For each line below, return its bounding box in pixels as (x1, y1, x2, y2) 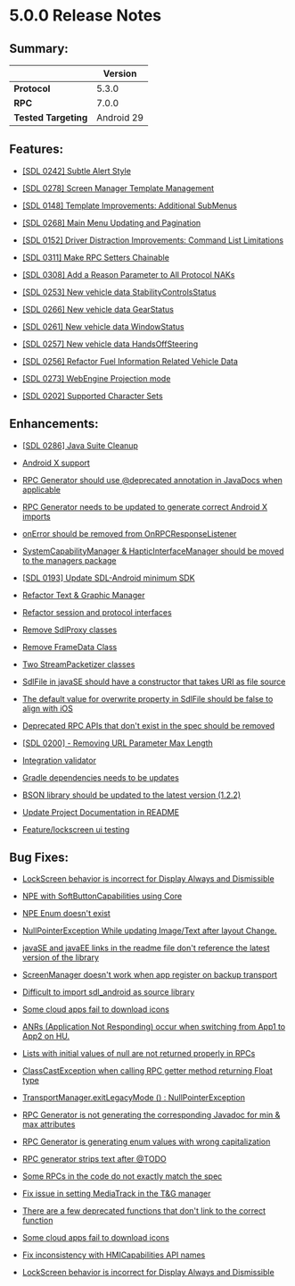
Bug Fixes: (9, 850, 70, 865)
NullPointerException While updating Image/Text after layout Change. (21, 925, 278, 936)
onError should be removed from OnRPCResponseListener (21, 528, 237, 539)
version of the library (21, 952, 100, 963)
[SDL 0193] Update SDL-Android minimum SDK (21, 572, 195, 583)
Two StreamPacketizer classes (21, 658, 135, 670)
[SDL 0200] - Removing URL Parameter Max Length (21, 738, 214, 748)
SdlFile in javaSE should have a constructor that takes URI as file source (21, 676, 286, 687)
